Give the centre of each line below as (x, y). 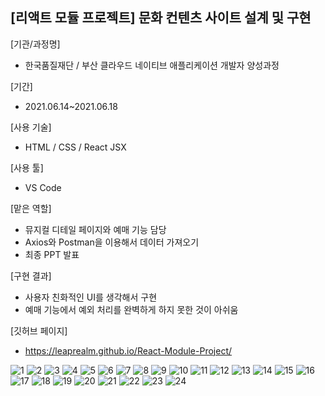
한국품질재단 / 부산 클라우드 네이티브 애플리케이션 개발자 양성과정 (152, 65)
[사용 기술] (31, 127)
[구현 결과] (31, 275)
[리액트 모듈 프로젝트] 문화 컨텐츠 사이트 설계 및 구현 (161, 18)
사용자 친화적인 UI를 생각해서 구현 (91, 297)
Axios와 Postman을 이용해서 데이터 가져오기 (112, 242)
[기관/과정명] (35, 44)
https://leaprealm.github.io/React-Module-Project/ (128, 350)
